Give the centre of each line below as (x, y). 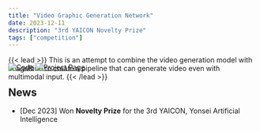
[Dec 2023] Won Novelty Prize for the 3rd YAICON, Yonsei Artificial (130, 111)
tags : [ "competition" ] (45, 38)
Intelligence (38, 119)
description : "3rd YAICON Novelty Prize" (77, 30)
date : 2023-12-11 (37, 23)
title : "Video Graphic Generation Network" (81, 15)
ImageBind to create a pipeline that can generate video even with (114, 69)
